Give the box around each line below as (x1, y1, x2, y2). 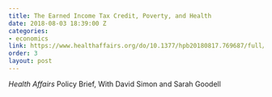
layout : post (8, 57, 53, 65)
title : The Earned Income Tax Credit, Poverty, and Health (8, 11, 212, 20)
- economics (8, 34, 49, 43)
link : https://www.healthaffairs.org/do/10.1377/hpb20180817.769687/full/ (8, 42, 266, 50)
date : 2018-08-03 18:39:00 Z (8, 19, 107, 27)
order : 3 (8, 49, 38, 57)
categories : (8, 27, 49, 35)
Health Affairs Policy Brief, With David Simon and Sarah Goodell (8, 78, 221, 89)
